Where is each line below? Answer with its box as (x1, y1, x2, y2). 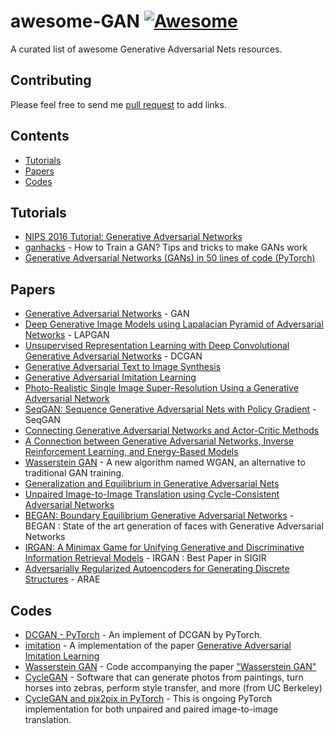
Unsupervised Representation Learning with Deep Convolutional (24, 340, 290, 352)
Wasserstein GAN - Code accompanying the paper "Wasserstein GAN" (24, 661, 317, 672)
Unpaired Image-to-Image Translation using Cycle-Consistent (24, 488, 280, 500)
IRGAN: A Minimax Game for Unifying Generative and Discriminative (24, 541, 305, 554)
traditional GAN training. (24, 467, 125, 479)
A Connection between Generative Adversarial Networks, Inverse (24, 435, 294, 447)
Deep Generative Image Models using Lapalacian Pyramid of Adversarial (24, 318, 324, 330)
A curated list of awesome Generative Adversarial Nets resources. (10, 43, 283, 55)
